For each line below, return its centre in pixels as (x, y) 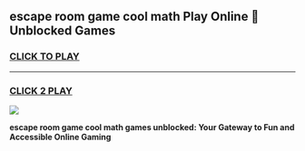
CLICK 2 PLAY (41, 90)
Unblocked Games (63, 31)
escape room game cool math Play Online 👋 (134, 17)
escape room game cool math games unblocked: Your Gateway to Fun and (152, 127)
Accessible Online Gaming (60, 137)
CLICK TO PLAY (44, 57)
